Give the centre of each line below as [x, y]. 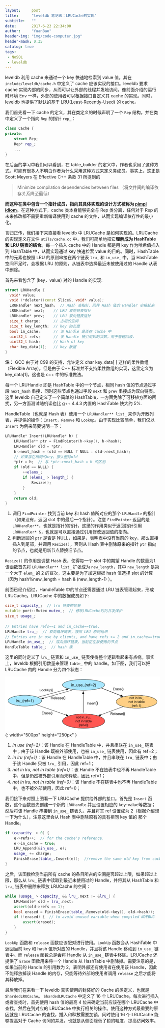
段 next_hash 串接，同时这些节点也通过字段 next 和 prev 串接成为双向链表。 [81, 391]
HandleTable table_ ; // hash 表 [39, 647]
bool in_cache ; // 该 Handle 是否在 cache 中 [60, 331]
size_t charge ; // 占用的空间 [44, 321]
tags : [11, 52]
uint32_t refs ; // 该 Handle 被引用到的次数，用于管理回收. [72, 337]
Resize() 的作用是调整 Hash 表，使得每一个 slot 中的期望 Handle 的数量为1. [81, 561]
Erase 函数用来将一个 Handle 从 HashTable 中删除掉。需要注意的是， [88, 961]
